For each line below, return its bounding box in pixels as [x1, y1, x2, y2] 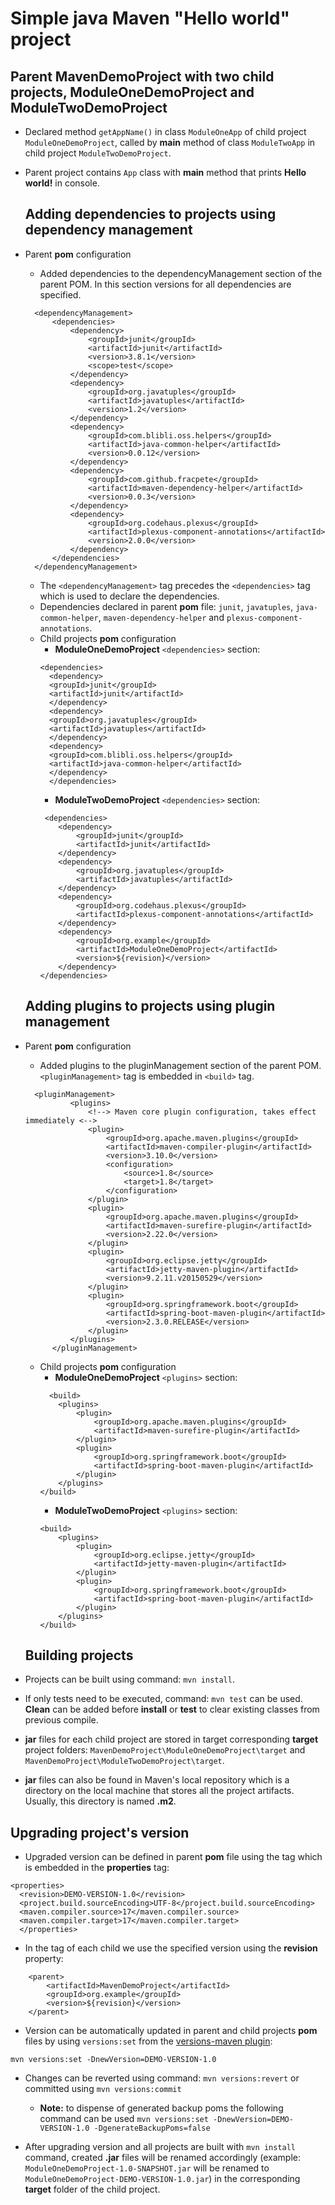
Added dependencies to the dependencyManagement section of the [39, 267, 323, 279]
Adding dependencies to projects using [24, 206, 277, 223]
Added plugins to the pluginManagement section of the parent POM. [39, 1059, 322, 1071]
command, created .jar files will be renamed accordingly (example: [24, 2152, 302, 2164]
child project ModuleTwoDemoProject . [24, 147, 172, 159]
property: [24, 1953, 64, 1965]
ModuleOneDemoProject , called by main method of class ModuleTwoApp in [24, 137, 316, 148]
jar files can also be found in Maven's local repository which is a [24, 1774, 290, 1786]
